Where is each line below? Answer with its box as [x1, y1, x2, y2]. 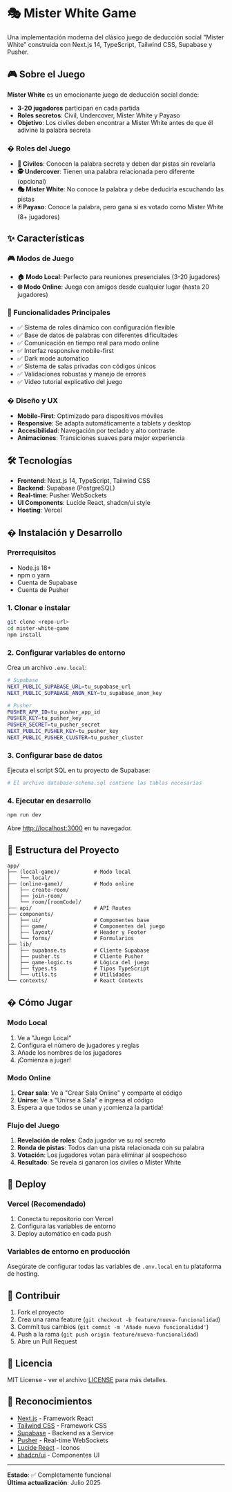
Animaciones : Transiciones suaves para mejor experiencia [17, 434, 185, 442]
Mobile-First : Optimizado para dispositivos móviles [17, 412, 164, 420]
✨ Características [7, 233, 85, 245]
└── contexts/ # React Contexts [7, 977, 144, 984]
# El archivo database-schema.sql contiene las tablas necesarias [7, 780, 202, 787]
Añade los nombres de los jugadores [17, 1048, 122, 1057]
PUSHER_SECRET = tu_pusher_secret [7, 721, 100, 729]
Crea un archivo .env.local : [7, 664, 87, 672]
